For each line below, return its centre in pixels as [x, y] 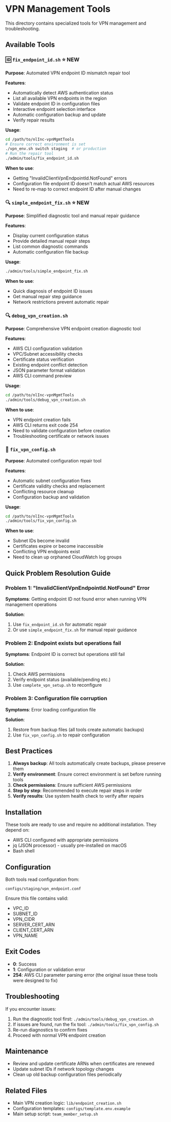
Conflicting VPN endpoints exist [46, 552]
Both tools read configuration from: [42, 879]
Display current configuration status [50, 236]
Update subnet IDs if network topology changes [63, 1069]
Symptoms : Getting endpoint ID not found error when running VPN [76, 599]
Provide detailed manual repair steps [51, 241]
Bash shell [24, 851]
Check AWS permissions [39, 674]
